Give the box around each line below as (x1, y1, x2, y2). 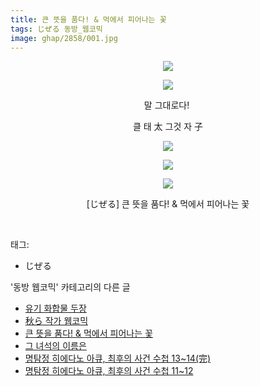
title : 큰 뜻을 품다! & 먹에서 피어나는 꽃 (10, 14, 167, 25)
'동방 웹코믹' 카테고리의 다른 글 (10, 281, 131, 293)
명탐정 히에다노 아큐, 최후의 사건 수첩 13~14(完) (24, 352, 212, 365)
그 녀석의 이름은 (24, 340, 87, 352)
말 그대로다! (143, 99, 190, 111)
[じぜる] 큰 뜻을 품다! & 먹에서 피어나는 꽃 (86, 198, 250, 210)
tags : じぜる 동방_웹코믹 (10, 24, 103, 34)
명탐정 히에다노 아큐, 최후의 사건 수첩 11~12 (24, 365, 194, 377)
